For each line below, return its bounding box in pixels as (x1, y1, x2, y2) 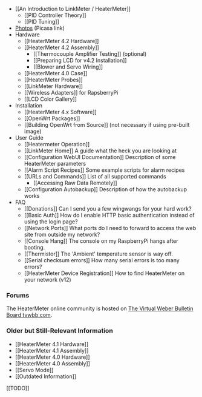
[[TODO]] (6, 384, 30, 392)
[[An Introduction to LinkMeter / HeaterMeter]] (15, 5, 131, 12)
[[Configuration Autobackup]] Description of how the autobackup (24, 186, 187, 193)
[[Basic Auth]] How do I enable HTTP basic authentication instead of (24, 212, 195, 219)
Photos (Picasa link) (15, 24, 65, 32)
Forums (6, 291, 30, 299)
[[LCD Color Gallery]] (24, 95, 77, 103)
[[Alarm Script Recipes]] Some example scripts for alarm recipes (24, 166, 185, 174)
